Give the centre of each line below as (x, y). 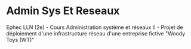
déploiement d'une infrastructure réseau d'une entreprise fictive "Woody (96, 33)
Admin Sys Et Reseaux (63, 11)
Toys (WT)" (20, 40)
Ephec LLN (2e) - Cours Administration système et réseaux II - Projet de (95, 27)
